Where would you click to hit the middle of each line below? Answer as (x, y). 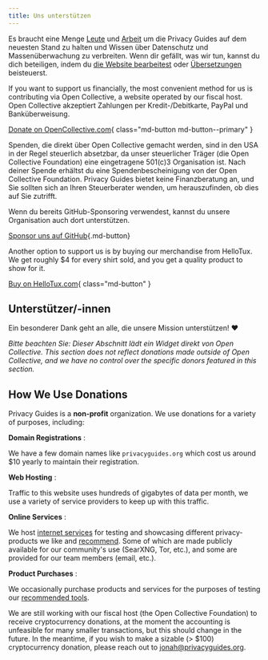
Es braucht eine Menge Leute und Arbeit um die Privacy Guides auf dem (127, 38)
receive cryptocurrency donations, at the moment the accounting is (119, 622)
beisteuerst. (28, 72)
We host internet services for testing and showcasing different (111, 532)
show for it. (27, 268)
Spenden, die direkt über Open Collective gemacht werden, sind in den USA (133, 144)
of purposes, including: (46, 423)
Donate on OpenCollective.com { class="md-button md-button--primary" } (131, 129)
